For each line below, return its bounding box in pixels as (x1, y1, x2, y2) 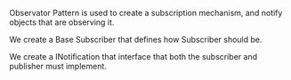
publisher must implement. (9, 61, 107, 71)
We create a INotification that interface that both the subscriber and (9, 52, 258, 61)
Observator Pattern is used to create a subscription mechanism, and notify (9, 8, 283, 18)
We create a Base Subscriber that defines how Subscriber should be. (9, 35, 263, 44)
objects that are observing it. (9, 17, 115, 28)
